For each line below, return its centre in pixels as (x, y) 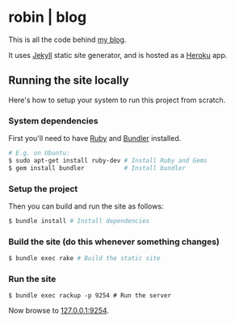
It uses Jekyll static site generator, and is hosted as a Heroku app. (118, 55)
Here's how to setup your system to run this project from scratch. (117, 100)
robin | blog (48, 17)
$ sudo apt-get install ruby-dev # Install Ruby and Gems (108, 160)
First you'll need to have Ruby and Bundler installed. (95, 139)
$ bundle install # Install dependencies (79, 221)
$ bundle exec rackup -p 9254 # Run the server (90, 296)
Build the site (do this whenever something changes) (114, 242)
